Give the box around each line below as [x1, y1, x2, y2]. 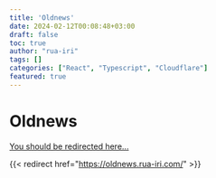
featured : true [9, 72, 67, 81]
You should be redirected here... [9, 141, 129, 152]
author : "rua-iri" [9, 47, 79, 56]
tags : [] [9, 55, 42, 64]
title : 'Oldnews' [9, 13, 75, 23]
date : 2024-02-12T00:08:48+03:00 [9, 22, 136, 31]
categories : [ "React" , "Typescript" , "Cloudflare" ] [9, 64, 208, 73]
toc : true [9, 38, 47, 48]
